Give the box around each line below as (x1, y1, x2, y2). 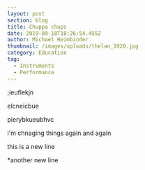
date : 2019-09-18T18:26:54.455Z (7, 29, 101, 37)
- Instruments (13, 62, 54, 69)
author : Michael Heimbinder (7, 36, 89, 43)
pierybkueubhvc (7, 115, 54, 123)
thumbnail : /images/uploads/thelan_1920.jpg (7, 43, 139, 50)
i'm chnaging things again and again (7, 129, 112, 137)
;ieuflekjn (7, 88, 34, 97)
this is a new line (7, 142, 55, 150)
